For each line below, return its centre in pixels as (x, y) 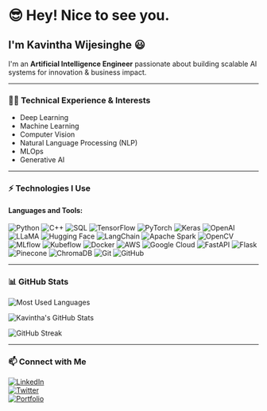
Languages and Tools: (46, 210)
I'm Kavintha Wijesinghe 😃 (77, 45)
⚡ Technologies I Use (50, 188)
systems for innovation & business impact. (77, 72)
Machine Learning (49, 126)
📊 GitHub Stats (39, 282)
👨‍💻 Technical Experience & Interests (79, 100)
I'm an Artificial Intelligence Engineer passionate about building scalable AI (133, 64)
